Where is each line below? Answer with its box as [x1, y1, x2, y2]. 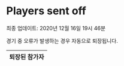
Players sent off [6, 4, 87, 18]
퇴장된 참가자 [9, 52, 44, 61]
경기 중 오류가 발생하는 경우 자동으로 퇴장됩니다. [6, 37, 119, 44]
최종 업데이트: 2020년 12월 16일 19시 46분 [6, 24, 106, 32]
